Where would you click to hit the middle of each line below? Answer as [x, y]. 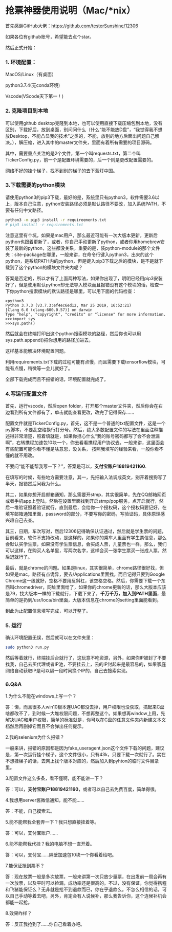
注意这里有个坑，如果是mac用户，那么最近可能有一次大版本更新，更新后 [82, 235]
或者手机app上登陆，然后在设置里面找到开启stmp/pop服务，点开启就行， [82, 501]
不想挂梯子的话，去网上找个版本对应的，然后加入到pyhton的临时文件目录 [82, 761]
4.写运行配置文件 [26, 394]
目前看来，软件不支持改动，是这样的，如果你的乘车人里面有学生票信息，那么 [86, 537]
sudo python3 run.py [27, 647]
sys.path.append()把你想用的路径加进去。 [49, 340]
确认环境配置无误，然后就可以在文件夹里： [50, 637]
